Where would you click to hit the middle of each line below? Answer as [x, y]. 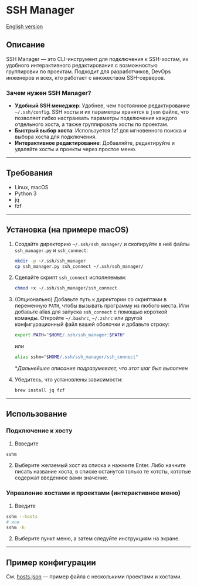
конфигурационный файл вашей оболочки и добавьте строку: [92, 324]
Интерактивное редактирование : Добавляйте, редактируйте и [94, 143]
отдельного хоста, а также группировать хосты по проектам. [91, 124]
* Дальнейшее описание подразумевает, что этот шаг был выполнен [101, 368]
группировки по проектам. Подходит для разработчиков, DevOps [89, 71]
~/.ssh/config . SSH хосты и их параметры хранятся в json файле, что [102, 112]
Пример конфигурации [51, 562]
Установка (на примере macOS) [67, 230]
